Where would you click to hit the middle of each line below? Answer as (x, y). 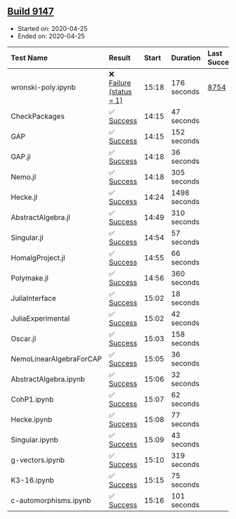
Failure (120, 82)
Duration (186, 58)
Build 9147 (31, 12)
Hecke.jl (24, 197)
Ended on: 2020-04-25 (51, 36)
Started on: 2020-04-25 (52, 28)
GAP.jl (21, 156)
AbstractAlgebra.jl (40, 217)
